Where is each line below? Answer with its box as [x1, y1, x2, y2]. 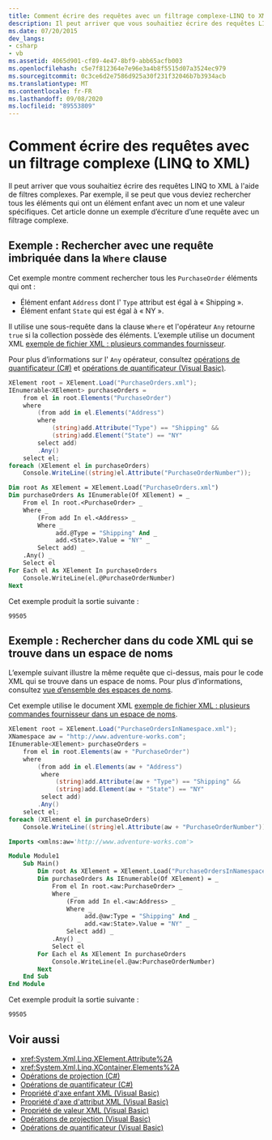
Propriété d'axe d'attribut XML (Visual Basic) [19, 1097, 169, 1106]
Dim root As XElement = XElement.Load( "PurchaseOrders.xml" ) [8, 483, 219, 492]
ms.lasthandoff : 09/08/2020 [8, 95, 104, 103]
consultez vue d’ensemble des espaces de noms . [8, 685, 173, 695]
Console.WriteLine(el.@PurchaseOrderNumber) [23, 574, 176, 582]
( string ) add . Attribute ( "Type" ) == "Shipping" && [51, 424, 219, 432]
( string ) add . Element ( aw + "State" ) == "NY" [55, 785, 205, 793]
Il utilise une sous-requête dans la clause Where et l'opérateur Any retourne [8, 321, 255, 331]
